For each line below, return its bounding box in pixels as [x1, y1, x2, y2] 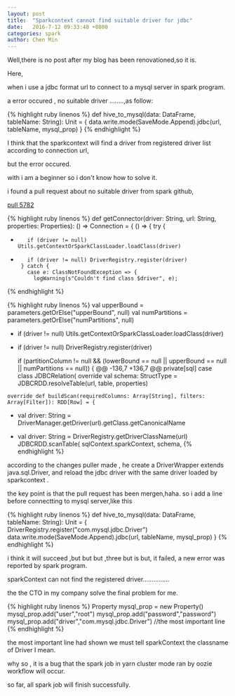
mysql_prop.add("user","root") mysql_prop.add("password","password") [7, 610, 217, 619]
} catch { [20, 263, 50, 270]
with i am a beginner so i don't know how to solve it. [7, 174, 158, 182]
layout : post [7, 10, 46, 18]
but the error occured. [7, 160, 72, 169]
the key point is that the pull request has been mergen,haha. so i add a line [7, 489, 223, 498]
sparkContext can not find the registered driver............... [7, 575, 170, 584]
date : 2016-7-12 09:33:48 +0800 [7, 23, 109, 30]
